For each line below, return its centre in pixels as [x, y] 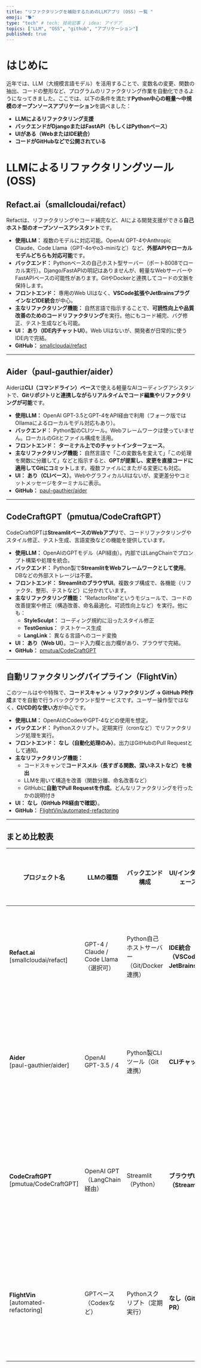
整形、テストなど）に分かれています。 [83, 590]
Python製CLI [144, 1053]
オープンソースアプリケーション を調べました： [74, 106]
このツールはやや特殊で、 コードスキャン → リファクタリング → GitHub [93, 692]
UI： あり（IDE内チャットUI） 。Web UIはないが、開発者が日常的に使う [101, 330]
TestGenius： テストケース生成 [63, 628]
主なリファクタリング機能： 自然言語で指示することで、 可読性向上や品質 [104, 308]
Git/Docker [148, 966]
